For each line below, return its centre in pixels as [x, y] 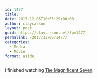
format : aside [20, 56]
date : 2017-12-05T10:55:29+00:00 [40, 19]
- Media [18, 47]
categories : [17, 42]
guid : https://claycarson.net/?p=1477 [45, 33]
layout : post [19, 28]
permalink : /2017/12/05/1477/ [36, 38]
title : [12, 14]
